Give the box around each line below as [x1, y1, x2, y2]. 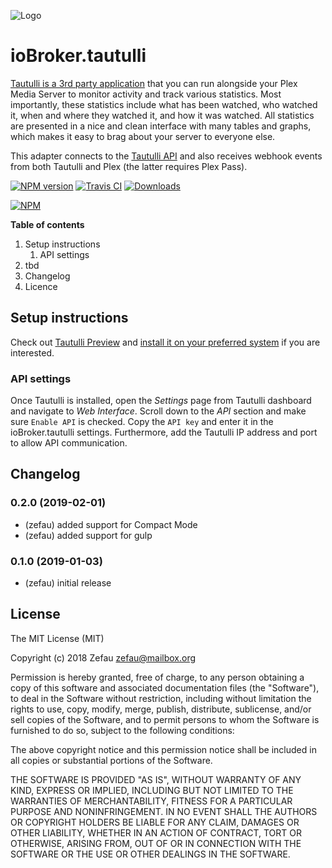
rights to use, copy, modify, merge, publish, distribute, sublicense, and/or [10, 703, 312, 715]
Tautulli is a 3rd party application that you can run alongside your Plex [10, 77, 298, 89]
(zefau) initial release [24, 577, 112, 589]
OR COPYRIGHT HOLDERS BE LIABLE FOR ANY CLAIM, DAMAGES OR [10, 816, 300, 828]
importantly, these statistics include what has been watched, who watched [10, 98, 318, 110]
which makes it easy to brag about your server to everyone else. [10, 130, 276, 142]
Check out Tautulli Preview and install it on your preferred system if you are [10, 336, 321, 348]
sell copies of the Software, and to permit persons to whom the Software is [10, 713, 320, 725]
